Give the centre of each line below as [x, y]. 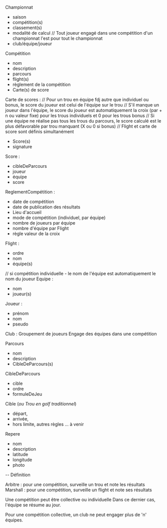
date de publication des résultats [46, 207]
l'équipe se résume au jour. [33, 505]
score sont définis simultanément [40, 132]
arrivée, [20, 419]
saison [19, 17]
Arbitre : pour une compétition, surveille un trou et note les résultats [75, 485]
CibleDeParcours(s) [33, 364]
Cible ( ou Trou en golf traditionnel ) [41, 404]
